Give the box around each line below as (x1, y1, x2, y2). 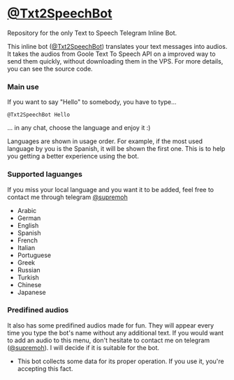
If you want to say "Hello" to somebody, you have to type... (7, 98, 177, 106)
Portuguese (17, 251, 51, 259)
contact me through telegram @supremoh (7, 193, 128, 201)
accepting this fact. (17, 364, 73, 372)
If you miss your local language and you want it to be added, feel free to (7, 185, 214, 193)
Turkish (17, 273, 40, 282)
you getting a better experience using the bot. (7, 152, 140, 161)
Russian (17, 265, 41, 274)
